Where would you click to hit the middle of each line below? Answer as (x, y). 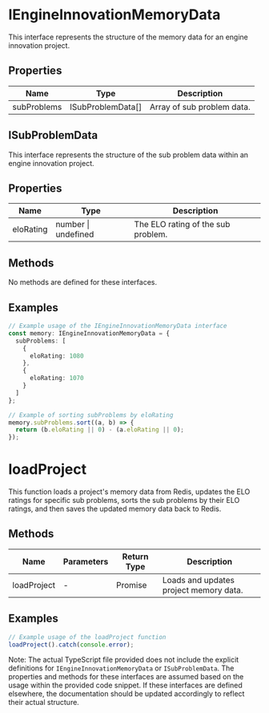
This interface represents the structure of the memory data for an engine (128, 37)
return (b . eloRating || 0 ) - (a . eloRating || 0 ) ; (100, 430)
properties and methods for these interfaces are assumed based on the (126, 677)
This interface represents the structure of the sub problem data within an (128, 155)
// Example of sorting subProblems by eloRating (91, 415)
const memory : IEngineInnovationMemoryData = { (89, 333)
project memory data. (203, 589)
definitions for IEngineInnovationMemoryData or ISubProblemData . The (121, 668)
